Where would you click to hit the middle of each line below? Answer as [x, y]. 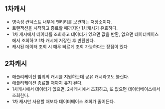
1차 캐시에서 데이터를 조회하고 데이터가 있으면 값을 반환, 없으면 [73, 34]
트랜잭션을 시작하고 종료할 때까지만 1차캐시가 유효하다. [65, 28]
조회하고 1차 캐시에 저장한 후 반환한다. [58, 40]
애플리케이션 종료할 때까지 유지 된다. [47, 83]
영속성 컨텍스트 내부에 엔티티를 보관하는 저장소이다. [62, 22]
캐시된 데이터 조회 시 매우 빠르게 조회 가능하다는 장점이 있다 [70, 47]
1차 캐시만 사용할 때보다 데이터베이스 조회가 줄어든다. [63, 101]
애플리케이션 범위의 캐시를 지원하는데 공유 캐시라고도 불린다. [71, 76]
